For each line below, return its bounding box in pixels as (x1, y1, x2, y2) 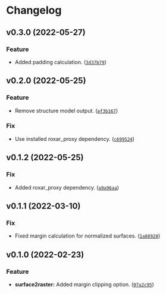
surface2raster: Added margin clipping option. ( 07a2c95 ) (14, 280, 155, 288)
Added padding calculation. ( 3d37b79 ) (14, 58, 107, 65)
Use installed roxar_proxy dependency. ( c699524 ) (14, 135, 135, 143)
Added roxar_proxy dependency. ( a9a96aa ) (14, 184, 120, 191)
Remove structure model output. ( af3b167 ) (14, 107, 118, 114)
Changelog (6, 4, 62, 17)
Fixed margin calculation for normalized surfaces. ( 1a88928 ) (14, 232, 161, 239)
